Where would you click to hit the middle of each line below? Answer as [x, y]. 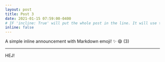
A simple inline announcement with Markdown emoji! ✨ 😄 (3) [67, 41]
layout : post [18, 9]
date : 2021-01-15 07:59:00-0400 [38, 18]
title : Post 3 [20, 14]
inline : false [20, 28]
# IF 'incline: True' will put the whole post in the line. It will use [81, 23]
